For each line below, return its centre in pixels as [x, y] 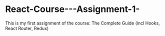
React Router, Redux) [27, 28]
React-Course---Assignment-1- [72, 9]
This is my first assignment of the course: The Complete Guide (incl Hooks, [82, 23]
